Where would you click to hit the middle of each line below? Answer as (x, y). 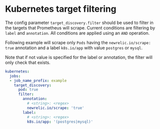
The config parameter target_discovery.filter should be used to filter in (79, 23)
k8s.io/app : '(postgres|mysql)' (60, 122)
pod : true (28, 90)
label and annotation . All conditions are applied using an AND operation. (77, 33)
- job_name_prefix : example (38, 80)
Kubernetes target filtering (61, 9)
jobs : (15, 76)
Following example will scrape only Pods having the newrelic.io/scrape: (78, 42)
